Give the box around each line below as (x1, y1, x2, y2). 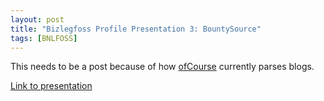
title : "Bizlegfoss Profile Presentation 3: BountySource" (10, 24, 262, 34)
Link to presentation (10, 80, 93, 92)
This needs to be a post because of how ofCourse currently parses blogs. (10, 61, 315, 73)
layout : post (10, 14, 65, 25)
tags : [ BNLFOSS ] (10, 33, 78, 43)
